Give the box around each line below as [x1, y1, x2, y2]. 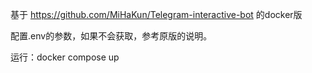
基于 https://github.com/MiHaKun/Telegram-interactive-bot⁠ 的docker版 [10, 9, 303, 20]
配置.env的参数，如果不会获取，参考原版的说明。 [10, 30, 213, 42]
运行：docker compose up [10, 51, 120, 63]
